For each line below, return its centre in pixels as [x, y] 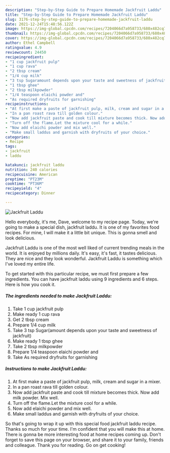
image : [12, 29]
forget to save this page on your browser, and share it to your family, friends [84, 440]
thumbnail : [17, 33]
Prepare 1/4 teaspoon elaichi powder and [55, 352]
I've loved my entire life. [30, 264]
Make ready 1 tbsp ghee [38, 341]
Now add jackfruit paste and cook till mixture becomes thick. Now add [86, 392]
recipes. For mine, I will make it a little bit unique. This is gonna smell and [81, 232]
